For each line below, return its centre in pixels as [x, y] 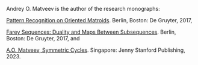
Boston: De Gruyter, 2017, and [43, 38]
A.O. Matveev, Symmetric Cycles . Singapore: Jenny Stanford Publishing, [96, 50]
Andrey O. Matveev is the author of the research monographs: [83, 9]
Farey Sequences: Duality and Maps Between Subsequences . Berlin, [91, 32]
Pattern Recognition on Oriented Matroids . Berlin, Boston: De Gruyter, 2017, [99, 20]
